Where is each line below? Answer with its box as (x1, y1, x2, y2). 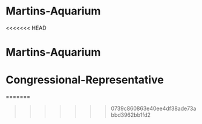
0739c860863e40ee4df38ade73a (111, 105, 197, 113)
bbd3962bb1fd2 (111, 111, 151, 119)
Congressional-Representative (5, 73, 164, 87)
